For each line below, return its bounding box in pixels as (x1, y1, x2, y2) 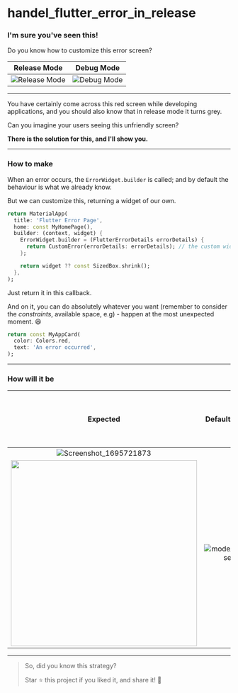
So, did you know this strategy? (24, 662, 117, 670)
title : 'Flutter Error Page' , (13, 217, 103, 224)
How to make (7, 159, 53, 169)
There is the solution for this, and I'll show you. (7, 134, 149, 143)
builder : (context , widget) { (13, 230, 103, 237)
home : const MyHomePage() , (13, 223, 93, 231)
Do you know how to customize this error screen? (7, 46, 152, 55)
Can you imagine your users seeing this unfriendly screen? (7, 121, 179, 130)
